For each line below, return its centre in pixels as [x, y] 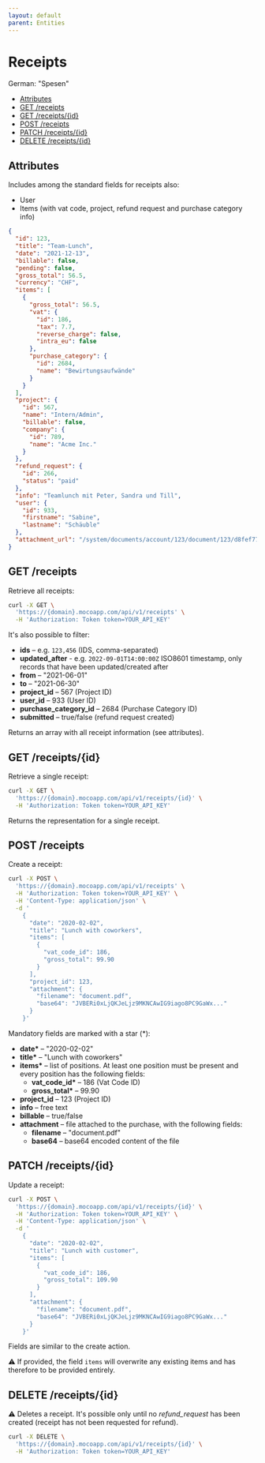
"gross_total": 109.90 [80, 1280]
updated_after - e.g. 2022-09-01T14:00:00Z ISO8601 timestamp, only [131, 658]
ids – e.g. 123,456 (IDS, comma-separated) [89, 650]
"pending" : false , [46, 268]
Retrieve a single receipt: [49, 776]
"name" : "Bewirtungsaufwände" [86, 371]
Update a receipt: [36, 1184]
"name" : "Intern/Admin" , [63, 415]
